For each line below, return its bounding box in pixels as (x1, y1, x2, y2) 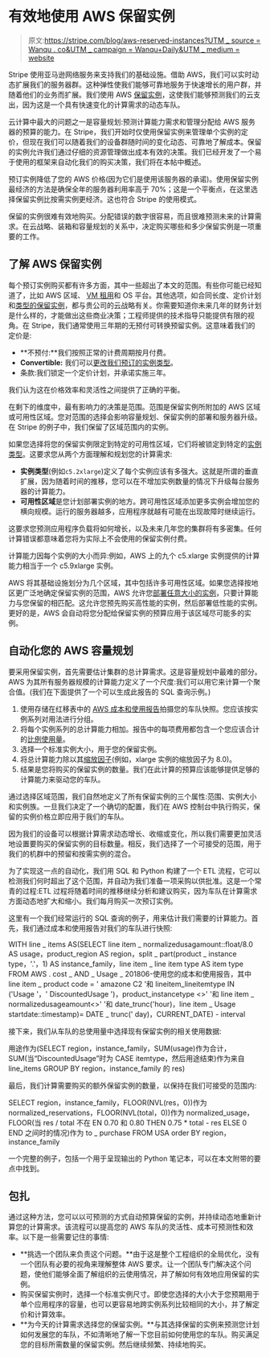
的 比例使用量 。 (19, 734, 70, 744)
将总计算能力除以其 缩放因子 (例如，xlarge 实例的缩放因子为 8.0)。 (19, 754, 237, 764)
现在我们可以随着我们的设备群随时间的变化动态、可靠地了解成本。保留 (29, 137, 262, 146)
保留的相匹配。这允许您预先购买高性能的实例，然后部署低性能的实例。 (29, 598, 262, 607)
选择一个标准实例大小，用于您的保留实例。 (19, 744, 162, 754)
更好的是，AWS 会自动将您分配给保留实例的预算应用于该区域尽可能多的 (8, 608, 245, 618)
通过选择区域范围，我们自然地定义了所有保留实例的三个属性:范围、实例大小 (8, 792, 257, 801)
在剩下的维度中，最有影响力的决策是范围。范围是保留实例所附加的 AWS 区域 (8, 401, 261, 411)
